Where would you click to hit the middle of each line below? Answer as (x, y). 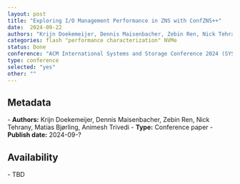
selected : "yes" (31, 67)
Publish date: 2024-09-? (45, 135)
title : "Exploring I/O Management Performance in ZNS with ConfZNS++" (115, 21)
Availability (33, 157)
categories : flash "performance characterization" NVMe (92, 41)
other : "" (22, 73)
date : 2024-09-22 (35, 27)
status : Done (27, 47)
